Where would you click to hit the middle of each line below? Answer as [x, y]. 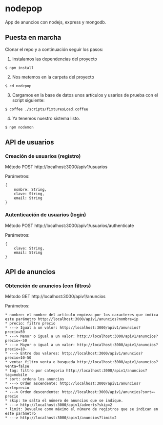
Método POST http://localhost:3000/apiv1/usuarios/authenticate [70, 225]
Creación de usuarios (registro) [43, 156]
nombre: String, [31, 190]
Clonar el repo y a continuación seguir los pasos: [54, 49]
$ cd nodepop [18, 86]
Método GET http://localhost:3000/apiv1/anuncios [55, 297]
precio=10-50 [18, 358]
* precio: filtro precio [30, 324]
